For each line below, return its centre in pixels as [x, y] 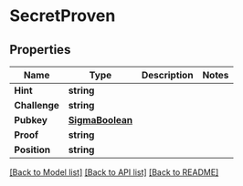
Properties [40, 50]
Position [32, 150]
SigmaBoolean [100, 120]
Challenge [37, 105]
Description [167, 75]
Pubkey [31, 120]
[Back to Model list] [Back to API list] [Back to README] [114, 172]
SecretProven [63, 16]
